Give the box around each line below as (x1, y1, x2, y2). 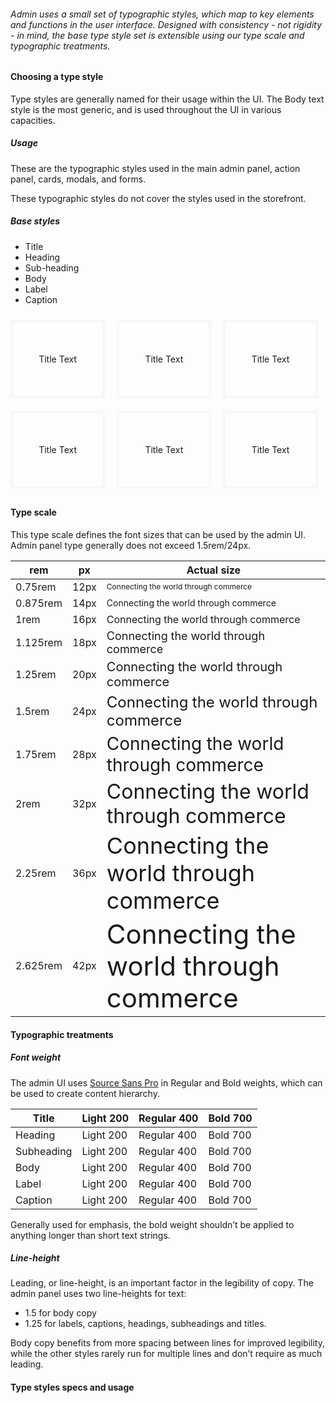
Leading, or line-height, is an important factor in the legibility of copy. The (10, 1277, 314, 1289)
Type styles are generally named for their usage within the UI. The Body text (10, 93, 325, 105)
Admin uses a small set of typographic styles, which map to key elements (10, 8, 315, 20)
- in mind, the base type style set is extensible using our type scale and (10, 29, 305, 41)
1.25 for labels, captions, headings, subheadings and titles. (24, 1318, 267, 1330)
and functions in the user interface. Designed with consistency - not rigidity (10, 18, 323, 30)
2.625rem (15, 959, 63, 973)
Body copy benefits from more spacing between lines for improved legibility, (10, 1337, 326, 1349)
